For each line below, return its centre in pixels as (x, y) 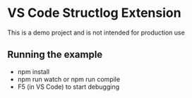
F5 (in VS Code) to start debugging (68, 87)
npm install (34, 71)
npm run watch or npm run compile (69, 79)
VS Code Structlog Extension (94, 13)
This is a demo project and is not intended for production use (96, 32)
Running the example (55, 55)
